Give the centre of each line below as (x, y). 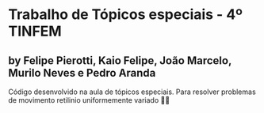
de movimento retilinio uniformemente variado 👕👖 (89, 100)
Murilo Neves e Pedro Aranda (82, 73)
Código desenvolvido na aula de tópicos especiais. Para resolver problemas (132, 92)
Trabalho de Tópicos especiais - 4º (126, 15)
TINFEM (35, 31)
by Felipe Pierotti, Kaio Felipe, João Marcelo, (120, 60)
